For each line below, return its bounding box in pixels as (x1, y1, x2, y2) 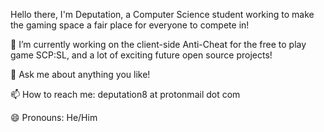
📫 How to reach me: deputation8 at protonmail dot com (10, 89, 241, 100)
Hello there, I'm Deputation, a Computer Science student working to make (10, 9, 315, 20)
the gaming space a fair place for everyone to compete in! (10, 19, 250, 31)
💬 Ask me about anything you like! (10, 69, 151, 80)
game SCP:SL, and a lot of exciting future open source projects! (10, 49, 273, 61)
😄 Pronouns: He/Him (10, 112, 98, 123)
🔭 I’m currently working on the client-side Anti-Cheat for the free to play (10, 39, 307, 50)
